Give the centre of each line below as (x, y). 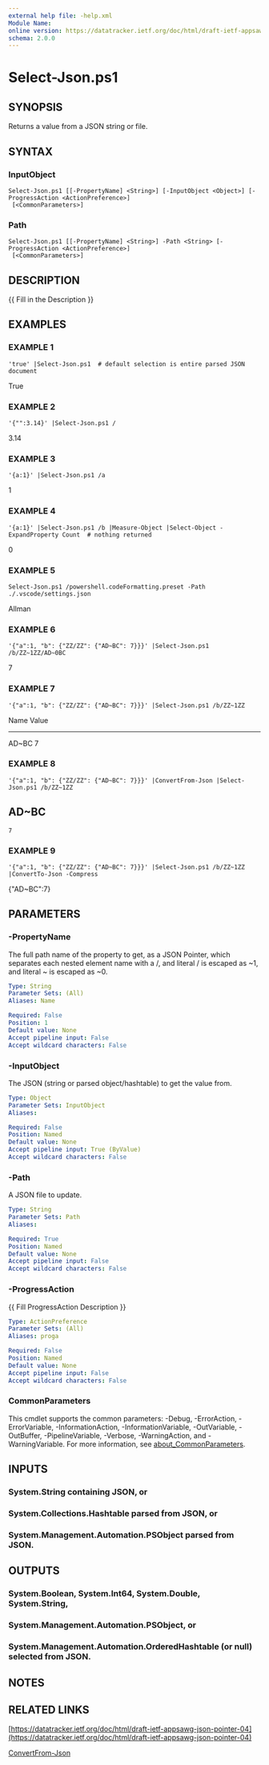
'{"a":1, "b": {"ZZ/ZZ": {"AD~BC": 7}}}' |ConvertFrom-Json (111, 780)
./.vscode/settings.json (50, 593)
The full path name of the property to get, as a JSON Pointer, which (119, 955)
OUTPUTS (34, 1571)
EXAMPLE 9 (32, 850)
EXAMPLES (37, 325)
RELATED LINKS (49, 1709)
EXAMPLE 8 (32, 764)
